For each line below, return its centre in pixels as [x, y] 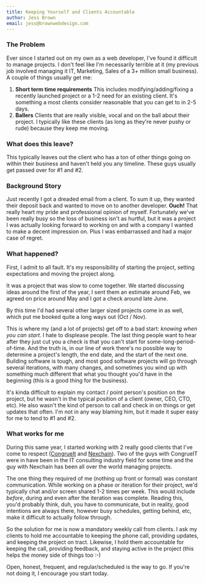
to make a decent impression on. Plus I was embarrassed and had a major [99, 232]
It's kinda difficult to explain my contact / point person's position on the [96, 392]
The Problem [26, 45]
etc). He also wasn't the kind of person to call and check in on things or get [101, 405]
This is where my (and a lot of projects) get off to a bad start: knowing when [102, 328]
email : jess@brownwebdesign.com [47, 23]
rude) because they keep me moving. [62, 128]
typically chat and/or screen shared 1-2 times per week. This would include [101, 491]
